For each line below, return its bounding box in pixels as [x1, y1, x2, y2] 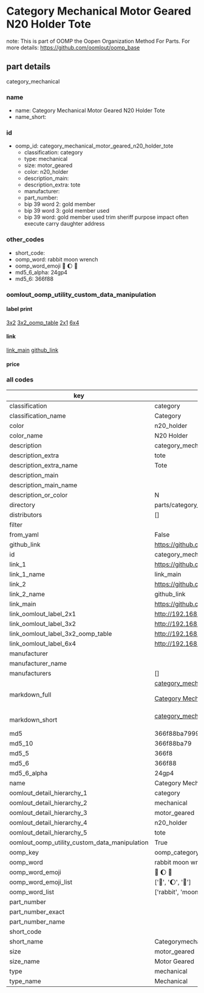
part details [6, 62, 51, 72]
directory [9, 500, 35, 509]
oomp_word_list [9, 888, 55, 896]
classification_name [9, 411, 66, 420]
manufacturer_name [9, 659, 67, 667]
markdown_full [9, 690, 52, 699]
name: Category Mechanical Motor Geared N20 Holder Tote [15, 107, 165, 114]
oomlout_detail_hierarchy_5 [9, 828, 87, 836]
